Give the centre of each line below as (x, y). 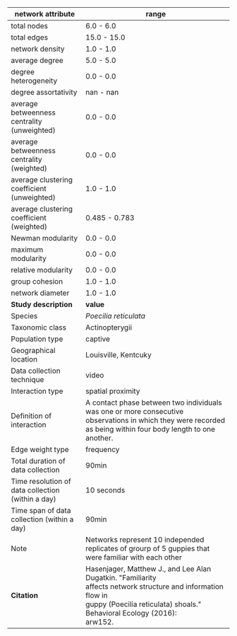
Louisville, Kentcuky (119, 355)
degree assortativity (44, 92)
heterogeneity (34, 81)
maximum (27, 249)
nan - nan (102, 92)
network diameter (40, 293)
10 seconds (105, 490)
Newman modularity (44, 238)
